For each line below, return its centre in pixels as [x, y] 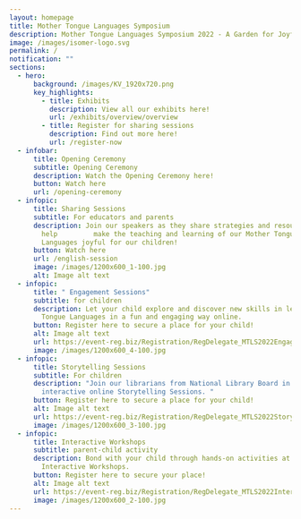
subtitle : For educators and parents [103, 217]
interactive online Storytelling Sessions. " [128, 392]
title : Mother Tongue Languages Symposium [90, 26]
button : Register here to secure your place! [119, 475]
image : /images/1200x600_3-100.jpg [99, 425]
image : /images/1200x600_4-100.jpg [99, 350]
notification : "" [42, 59]
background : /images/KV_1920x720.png [103, 84]
